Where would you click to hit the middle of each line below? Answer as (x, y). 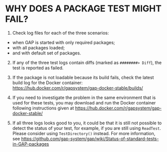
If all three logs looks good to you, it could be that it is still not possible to (87, 123)
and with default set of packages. (46, 53)
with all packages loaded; (39, 48)
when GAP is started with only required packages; (64, 42)
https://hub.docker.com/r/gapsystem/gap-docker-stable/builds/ (78, 88)
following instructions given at (43, 108)
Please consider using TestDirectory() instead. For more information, (84, 133)
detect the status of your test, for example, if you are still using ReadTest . (87, 128)
